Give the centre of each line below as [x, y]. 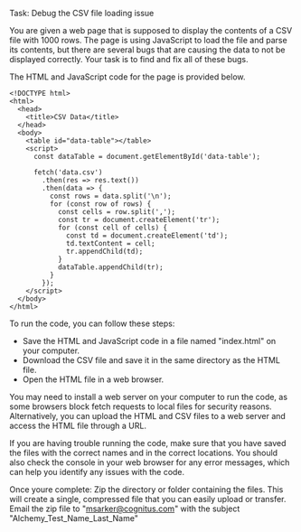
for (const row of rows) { [100, 204]
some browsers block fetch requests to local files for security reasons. [141, 406]
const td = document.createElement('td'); [147, 236]
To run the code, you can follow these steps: [92, 323]
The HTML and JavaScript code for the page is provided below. [127, 77]
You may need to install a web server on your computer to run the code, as [148, 397]
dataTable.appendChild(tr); [111, 267]
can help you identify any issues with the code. [97, 472]
